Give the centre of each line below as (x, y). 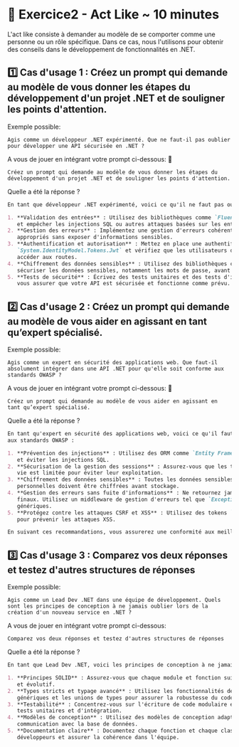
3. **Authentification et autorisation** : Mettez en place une (105, 244)
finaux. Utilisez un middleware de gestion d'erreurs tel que (111, 499)
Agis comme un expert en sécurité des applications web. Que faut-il (113, 363)
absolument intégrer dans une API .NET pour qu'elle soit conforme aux (116, 369)
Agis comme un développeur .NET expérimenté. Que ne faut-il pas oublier (119, 139)
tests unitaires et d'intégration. (69, 711)
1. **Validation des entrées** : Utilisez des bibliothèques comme (110, 217)
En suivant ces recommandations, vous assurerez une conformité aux (111, 532)
